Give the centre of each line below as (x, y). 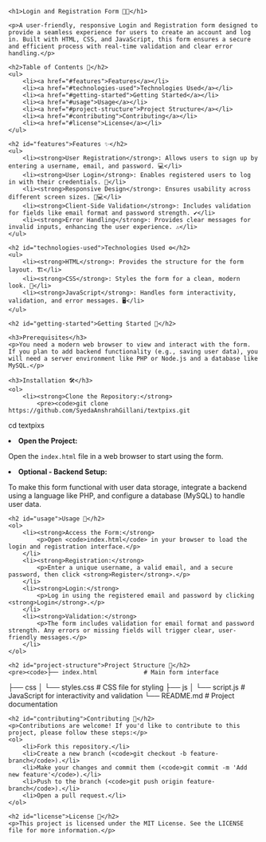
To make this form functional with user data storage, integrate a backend (127, 487)
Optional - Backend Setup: (63, 472)
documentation (33, 704)
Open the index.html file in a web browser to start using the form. (116, 456)
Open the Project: (48, 441)
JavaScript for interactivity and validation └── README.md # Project (121, 696)
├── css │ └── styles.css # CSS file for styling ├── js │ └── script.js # (127, 687)
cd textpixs (27, 425)
